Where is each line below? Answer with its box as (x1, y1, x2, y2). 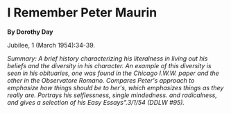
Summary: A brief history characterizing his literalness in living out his (7, 54, 208, 63)
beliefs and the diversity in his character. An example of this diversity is (7, 61, 212, 70)
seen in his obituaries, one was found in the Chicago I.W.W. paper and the (7, 69, 220, 77)
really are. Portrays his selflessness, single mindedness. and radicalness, (7, 91, 217, 99)
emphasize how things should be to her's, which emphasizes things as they (7, 83, 224, 92)
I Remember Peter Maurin (7, 5, 157, 21)
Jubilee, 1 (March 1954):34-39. (7, 41, 96, 49)
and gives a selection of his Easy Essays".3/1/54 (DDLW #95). (7, 98, 185, 106)
